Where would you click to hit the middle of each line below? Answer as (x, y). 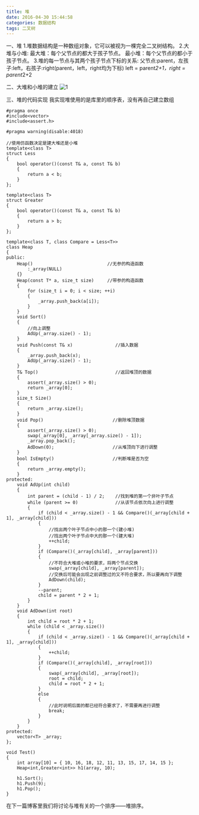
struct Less (21, 154)
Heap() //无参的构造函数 (80, 264)
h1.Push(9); (31, 784)
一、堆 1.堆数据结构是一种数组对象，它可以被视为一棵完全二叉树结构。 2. (95, 46)
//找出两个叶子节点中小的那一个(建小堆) (91, 530)
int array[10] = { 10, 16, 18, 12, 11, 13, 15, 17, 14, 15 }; (95, 763)
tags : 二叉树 (21, 28)
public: (16, 258)
